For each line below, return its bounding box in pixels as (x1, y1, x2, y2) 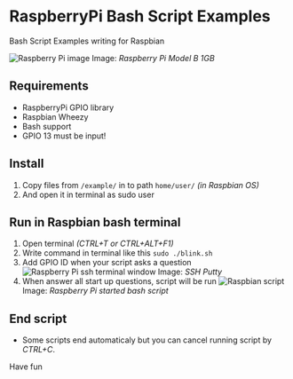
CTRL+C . (21, 344, 56, 355)
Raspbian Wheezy (21, 111, 89, 122)
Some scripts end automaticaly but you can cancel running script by (21, 335, 273, 345)
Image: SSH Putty (157, 266, 223, 277)
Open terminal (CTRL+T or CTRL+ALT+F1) (21, 238, 174, 249)
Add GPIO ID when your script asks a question (21, 257, 193, 268)
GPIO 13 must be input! (21, 130, 107, 141)
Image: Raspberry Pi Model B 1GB (91, 52, 215, 63)
